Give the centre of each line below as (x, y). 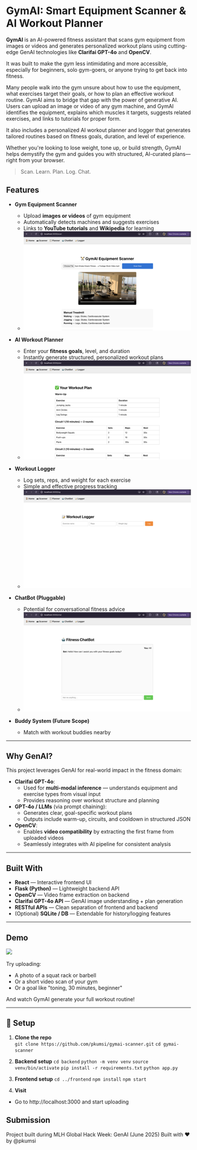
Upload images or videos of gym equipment (77, 215)
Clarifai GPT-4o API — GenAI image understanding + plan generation (98, 901)
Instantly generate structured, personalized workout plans (93, 357)
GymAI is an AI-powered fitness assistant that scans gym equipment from (96, 39)
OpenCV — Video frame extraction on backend (72, 895)
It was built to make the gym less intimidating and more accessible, (87, 64)
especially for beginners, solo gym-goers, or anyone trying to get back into (97, 69)
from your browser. (42, 160)
